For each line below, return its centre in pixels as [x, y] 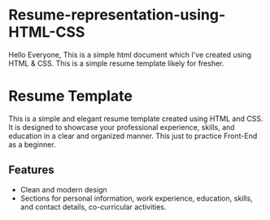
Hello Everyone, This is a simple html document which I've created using [130, 54]
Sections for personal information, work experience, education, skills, [137, 198]
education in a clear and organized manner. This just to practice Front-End [133, 136]
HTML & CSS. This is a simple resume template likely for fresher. [116, 63]
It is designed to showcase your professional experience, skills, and [122, 127]
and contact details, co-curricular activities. [93, 207]
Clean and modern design [63, 189]
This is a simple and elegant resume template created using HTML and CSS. [136, 119]
